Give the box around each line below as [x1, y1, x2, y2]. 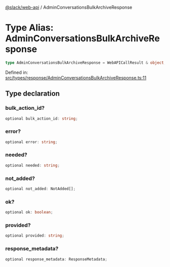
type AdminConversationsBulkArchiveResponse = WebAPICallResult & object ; [5, 60, 166, 65]
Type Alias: [5, 22, 54, 33]
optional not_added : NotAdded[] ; [5, 187, 76, 192]
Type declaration [5, 90, 60, 98]
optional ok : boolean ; [5, 210, 53, 215]
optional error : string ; [5, 139, 58, 145]
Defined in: [5, 69, 28, 75]
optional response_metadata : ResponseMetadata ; [5, 256, 108, 262]
